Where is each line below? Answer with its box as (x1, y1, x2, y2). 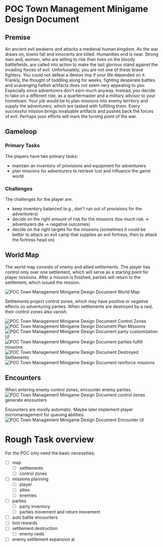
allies (19, 487, 30, 493)
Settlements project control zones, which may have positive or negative (5, 298, 148, 304)
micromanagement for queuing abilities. (5, 411, 85, 417)
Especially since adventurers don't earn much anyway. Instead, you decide (5, 88, 156, 93)
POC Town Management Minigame (5, 3, 148, 15)
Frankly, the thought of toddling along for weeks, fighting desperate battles (5, 77, 156, 83)
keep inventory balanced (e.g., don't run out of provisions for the (12, 206, 142, 212)
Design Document (5, 14, 79, 25)
